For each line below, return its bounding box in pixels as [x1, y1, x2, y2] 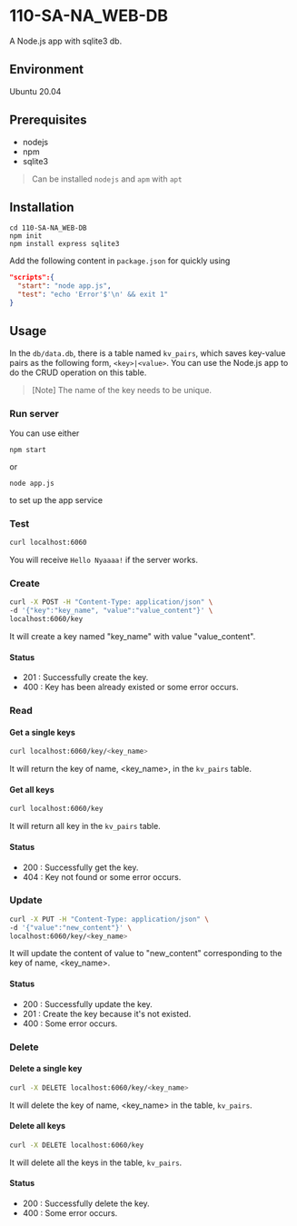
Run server [9, 407, 59, 420]
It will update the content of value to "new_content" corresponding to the [9, 948, 282, 959]
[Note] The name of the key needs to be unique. [31, 384, 212, 395]
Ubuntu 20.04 [9, 85, 62, 96]
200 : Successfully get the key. [22, 862, 139, 873]
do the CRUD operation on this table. [9, 367, 147, 378]
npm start [9, 445, 47, 454]
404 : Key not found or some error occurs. [22, 871, 182, 882]
